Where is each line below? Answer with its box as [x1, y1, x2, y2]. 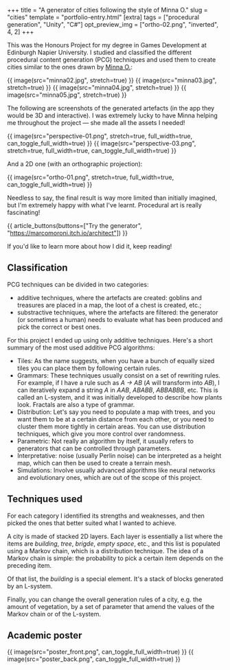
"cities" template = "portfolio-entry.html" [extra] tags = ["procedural [7, 13, 200, 21]
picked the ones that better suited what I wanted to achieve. [7, 518, 177, 527]
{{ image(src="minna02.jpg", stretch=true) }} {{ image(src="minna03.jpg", [7, 76, 217, 84]
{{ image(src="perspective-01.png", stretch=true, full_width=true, [7, 132, 193, 140]
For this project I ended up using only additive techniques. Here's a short [7, 336, 213, 344]
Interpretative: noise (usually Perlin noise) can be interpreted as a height [16, 451, 222, 459]
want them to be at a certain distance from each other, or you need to [16, 415, 214, 423]
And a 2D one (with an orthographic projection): [7, 160, 143, 167]
